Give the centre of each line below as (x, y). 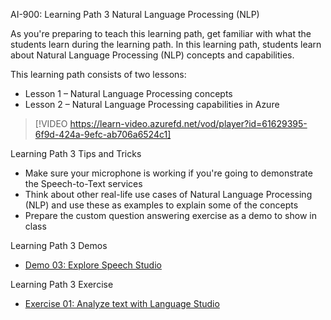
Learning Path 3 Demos (59, 245)
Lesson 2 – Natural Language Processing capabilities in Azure (152, 104)
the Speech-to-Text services (83, 183)
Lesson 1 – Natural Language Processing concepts (128, 93)
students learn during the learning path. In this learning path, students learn (166, 44)
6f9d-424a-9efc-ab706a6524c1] (103, 134)
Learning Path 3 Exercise (62, 284)
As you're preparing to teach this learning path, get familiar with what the (161, 33)
